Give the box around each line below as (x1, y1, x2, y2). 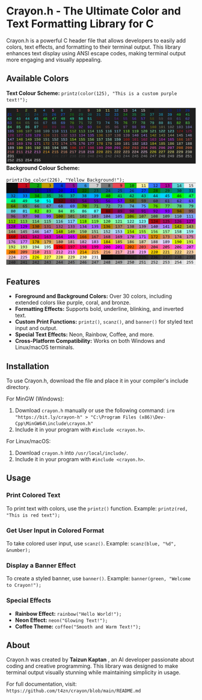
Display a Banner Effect (6, 561, 76, 570)
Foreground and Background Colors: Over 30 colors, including (14, 293, 173, 300)
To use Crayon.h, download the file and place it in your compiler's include (6, 377, 189, 384)
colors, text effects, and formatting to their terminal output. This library (6, 43, 181, 51)
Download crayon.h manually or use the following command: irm (14, 407, 175, 414)
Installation (6, 361, 49, 371)
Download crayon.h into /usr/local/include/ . (14, 449, 128, 456)
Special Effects (6, 597, 51, 605)
